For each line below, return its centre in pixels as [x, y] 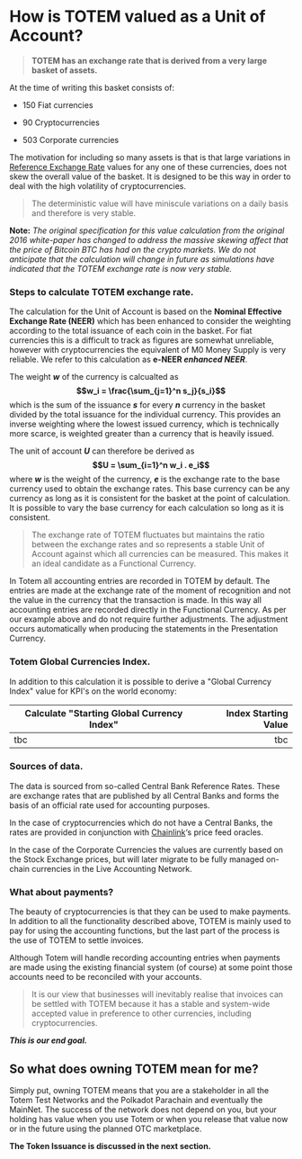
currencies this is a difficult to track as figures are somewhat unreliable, [142, 340]
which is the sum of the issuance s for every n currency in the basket [138, 405]
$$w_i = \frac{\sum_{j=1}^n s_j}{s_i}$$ [151, 391]
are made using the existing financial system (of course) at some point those [151, 967]
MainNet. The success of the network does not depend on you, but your [143, 1110]
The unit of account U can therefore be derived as [102, 451]
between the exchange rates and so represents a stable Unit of [148, 544]
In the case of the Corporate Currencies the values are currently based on [147, 849]
